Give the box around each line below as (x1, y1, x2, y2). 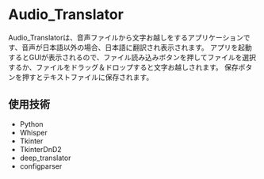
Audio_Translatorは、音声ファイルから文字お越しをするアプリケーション (8, 32, 244, 42)
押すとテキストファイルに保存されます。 (21, 72, 154, 82)
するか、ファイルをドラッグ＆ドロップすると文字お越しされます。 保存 (8, 62, 239, 72)
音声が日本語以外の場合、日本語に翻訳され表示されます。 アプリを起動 (21, 42, 252, 52)
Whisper (19, 128, 48, 137)
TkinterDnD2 (19, 144, 62, 154)
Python (19, 119, 44, 128)
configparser (19, 161, 63, 171)
